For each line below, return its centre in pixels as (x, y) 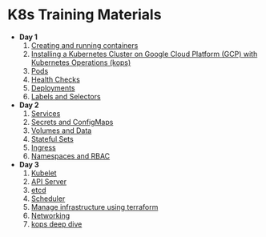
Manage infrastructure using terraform (95, 207)
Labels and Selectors (66, 96)
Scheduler (48, 199)
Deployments (53, 88)
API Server (49, 181)
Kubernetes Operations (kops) (81, 62)
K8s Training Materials (85, 15)
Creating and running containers (85, 45)
